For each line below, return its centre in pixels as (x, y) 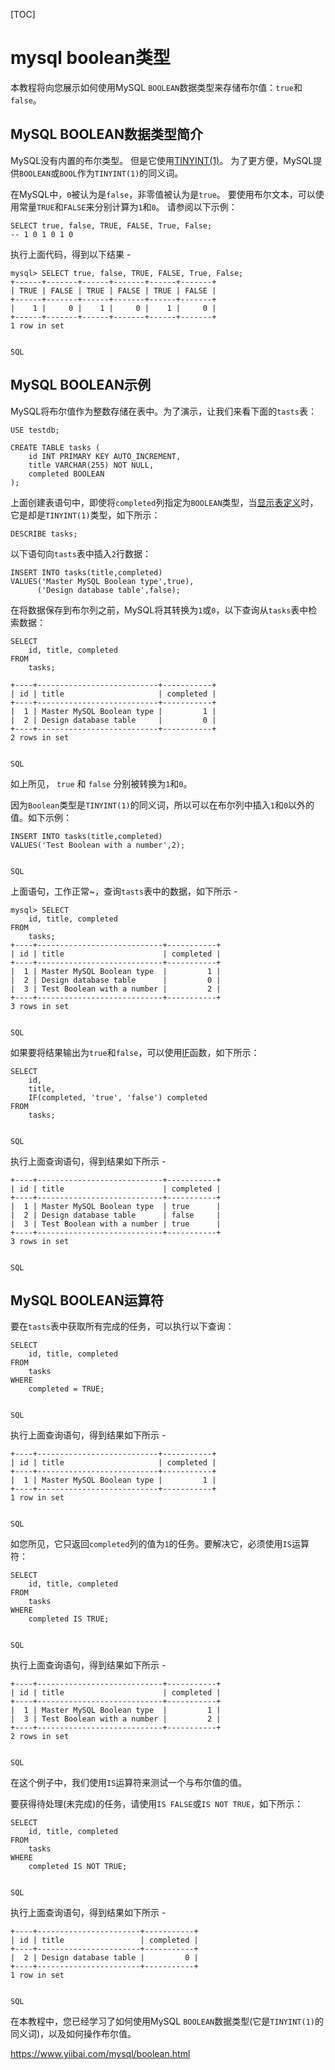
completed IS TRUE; (69, 1619)
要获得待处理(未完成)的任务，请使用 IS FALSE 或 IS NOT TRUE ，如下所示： (157, 1804)
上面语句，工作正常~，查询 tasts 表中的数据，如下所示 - (124, 891)
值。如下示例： (41, 817)
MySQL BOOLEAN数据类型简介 (106, 134)
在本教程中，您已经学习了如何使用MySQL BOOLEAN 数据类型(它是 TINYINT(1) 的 (167, 2021)
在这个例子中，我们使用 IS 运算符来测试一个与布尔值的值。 (129, 1783)
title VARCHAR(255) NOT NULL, (91, 465)
